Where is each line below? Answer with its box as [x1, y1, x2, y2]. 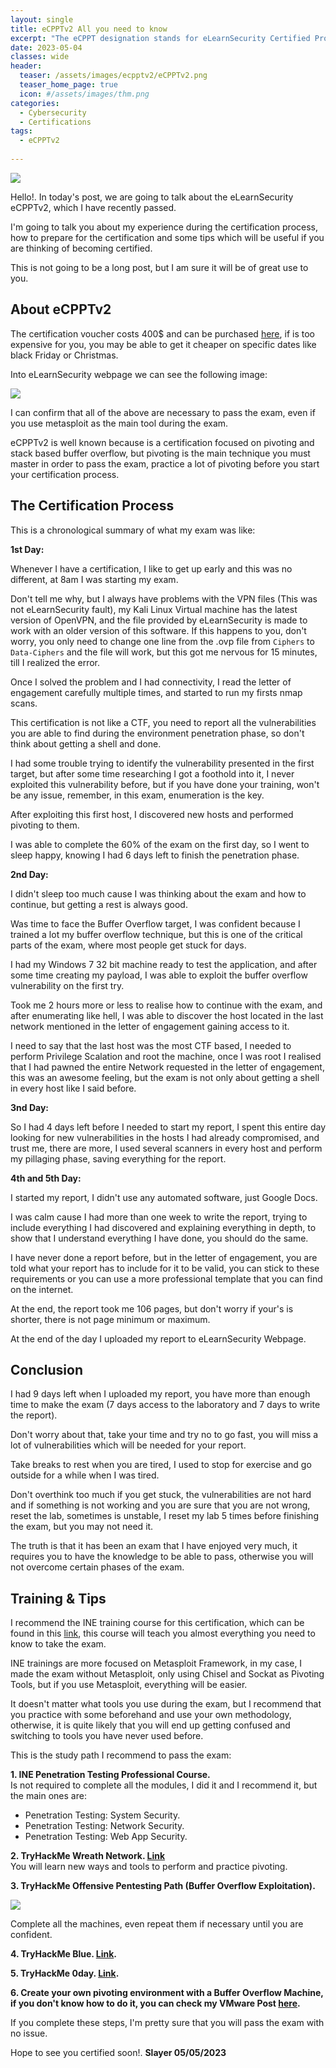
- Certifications [19, 117, 92, 127]
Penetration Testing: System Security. [24, 1809, 181, 1821]
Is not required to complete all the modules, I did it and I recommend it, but [10, 1779, 318, 1791]
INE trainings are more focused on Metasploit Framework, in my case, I [10, 1657, 303, 1670]
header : [10, 61, 43, 71]
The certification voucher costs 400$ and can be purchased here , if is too [10, 327, 315, 340]
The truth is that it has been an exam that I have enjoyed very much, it [10, 1540, 298, 1552]
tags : [10, 126, 33, 136]
